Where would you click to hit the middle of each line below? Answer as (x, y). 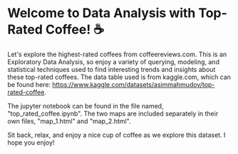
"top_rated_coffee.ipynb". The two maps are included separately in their (113, 113)
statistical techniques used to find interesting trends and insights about (112, 69)
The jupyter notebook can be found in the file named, (86, 106)
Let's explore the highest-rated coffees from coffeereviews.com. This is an (117, 54)
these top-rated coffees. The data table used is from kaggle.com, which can (119, 77)
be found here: (29, 84)
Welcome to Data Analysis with (102, 13)
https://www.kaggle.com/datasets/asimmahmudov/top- (134, 84)
